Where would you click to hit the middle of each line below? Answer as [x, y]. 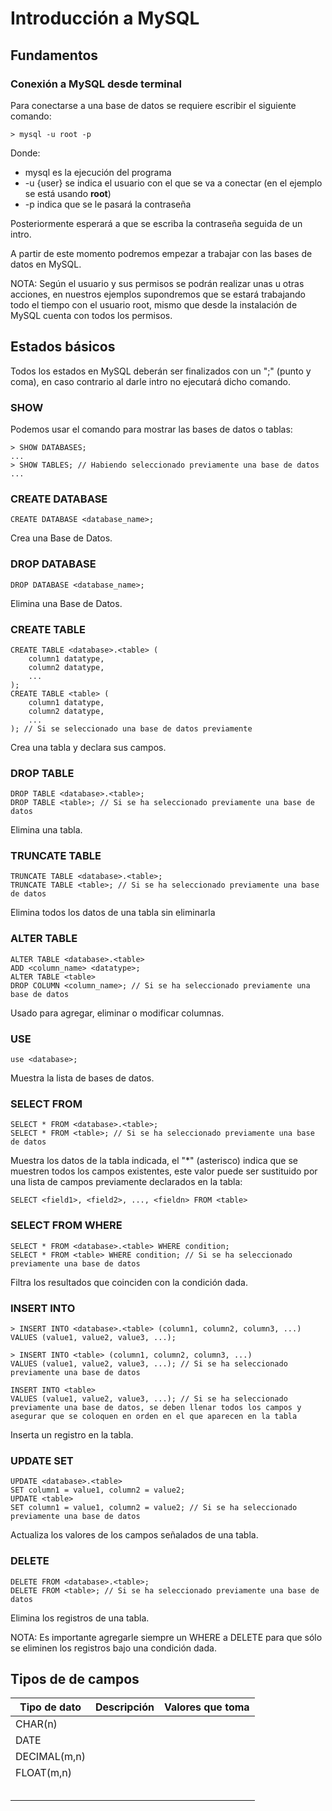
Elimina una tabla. [46, 830]
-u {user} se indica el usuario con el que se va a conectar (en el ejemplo [173, 183]
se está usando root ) [68, 193]
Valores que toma [206, 1707]
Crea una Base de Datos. [61, 538]
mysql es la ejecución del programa [98, 172]
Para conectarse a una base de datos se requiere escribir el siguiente [153, 105]
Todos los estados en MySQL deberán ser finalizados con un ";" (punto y [161, 371]
